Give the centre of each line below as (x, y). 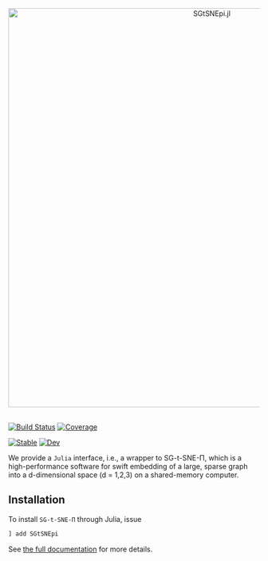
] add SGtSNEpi (33, 534)
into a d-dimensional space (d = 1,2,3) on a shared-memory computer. (124, 475)
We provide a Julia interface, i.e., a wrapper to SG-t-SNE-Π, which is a (125, 458)
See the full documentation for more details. (81, 549)
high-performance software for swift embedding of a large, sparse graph (128, 466)
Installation (37, 500)
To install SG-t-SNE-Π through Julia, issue (75, 519)
